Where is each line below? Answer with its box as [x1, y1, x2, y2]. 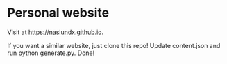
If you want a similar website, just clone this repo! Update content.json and [7, 41, 221, 49]
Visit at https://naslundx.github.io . [7, 28, 104, 36]
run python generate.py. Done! [7, 49, 95, 57]
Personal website [7, 5, 110, 21]
